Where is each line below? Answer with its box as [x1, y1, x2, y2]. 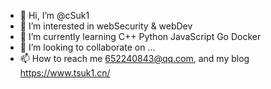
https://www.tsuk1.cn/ [19, 67, 111, 79]
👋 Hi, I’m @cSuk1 [19, 10, 90, 21]
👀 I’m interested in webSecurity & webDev [19, 20, 193, 32]
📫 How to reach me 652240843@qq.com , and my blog [19, 53, 250, 64]
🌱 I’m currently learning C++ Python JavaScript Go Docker [19, 31, 262, 42]
